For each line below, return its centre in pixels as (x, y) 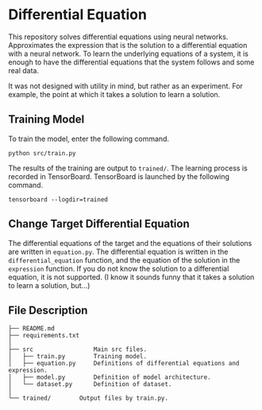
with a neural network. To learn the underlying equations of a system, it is (128, 53)
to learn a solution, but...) (49, 285)
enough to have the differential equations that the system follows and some (131, 62)
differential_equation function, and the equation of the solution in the (124, 260)
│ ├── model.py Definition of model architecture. (110, 377)
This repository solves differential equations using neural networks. (118, 37)
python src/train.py (42, 153)
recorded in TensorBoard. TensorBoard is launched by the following (119, 176)
